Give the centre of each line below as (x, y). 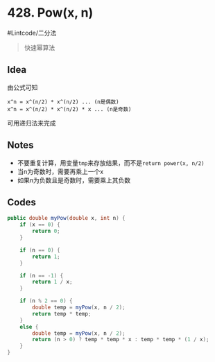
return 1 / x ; (52, 282)
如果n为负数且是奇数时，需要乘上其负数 (74, 180)
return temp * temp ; (62, 313)
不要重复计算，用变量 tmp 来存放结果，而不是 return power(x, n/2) (111, 163)
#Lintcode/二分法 (32, 33)
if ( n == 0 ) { (40, 250)
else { (29, 327)
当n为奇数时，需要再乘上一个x (60, 171)
